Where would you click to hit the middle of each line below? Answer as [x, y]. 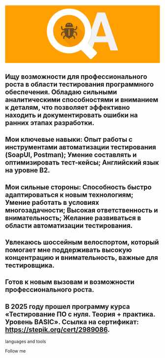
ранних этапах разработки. [50, 123]
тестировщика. [30, 266]
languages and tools [26, 342]
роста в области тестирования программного [79, 84]
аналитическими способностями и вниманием [82, 100]
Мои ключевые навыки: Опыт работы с [69, 140]
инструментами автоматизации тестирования [81, 147]
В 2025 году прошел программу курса [68, 307]
